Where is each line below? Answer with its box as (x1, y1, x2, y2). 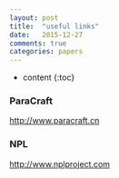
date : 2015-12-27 (9, 30, 84, 39)
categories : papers (9, 47, 84, 56)
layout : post (9, 13, 59, 23)
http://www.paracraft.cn (9, 115, 100, 126)
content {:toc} (22, 72, 75, 83)
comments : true (9, 38, 67, 48)
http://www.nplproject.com (9, 158, 111, 169)
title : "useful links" (9, 22, 100, 31)
